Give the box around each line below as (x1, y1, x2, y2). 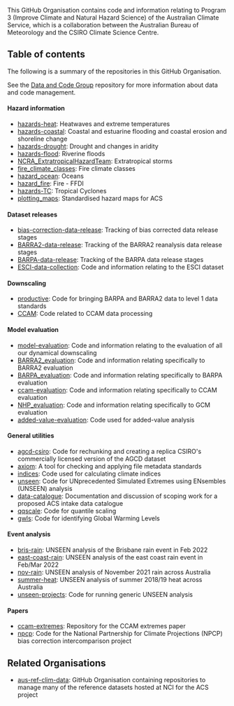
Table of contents (7, 48, 85, 60)
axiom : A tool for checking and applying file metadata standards (17, 462, 202, 470)
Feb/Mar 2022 (17, 560, 59, 569)
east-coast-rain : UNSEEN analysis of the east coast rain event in (17, 553, 203, 562)
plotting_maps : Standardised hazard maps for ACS (17, 194, 163, 202)
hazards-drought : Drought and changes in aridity (17, 142, 159, 151)
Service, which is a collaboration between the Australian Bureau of (7, 21, 199, 29)
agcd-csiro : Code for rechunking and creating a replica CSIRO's (17, 447, 202, 455)
